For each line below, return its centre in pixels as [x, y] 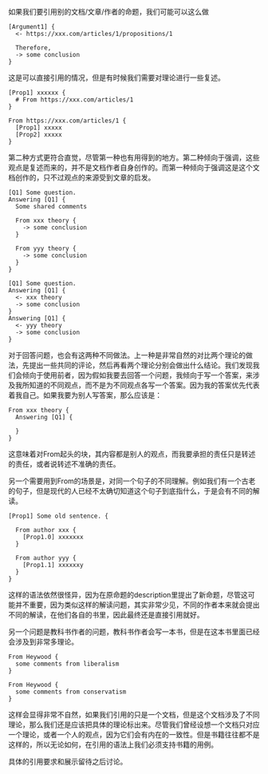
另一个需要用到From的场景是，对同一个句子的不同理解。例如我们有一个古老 [132, 481]
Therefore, [33, 48]
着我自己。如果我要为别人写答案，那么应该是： [85, 395]
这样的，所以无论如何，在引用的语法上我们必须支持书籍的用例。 [113, 744]
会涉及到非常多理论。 [43, 642]
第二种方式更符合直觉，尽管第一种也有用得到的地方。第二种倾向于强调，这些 [134, 157]
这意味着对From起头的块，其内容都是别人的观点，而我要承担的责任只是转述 [132, 454]
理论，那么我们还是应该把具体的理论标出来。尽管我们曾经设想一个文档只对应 [134, 724]
